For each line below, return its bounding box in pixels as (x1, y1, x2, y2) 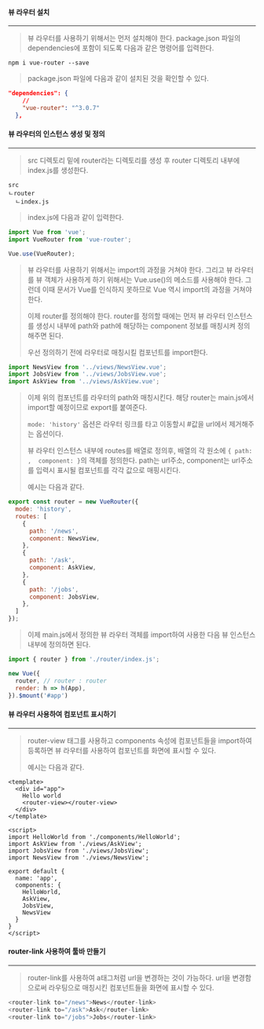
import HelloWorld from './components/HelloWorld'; (8, 833, 181, 840)
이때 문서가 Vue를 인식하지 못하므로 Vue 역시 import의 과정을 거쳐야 (42, 284, 253, 294)
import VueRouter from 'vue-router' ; (8, 236, 132, 244)
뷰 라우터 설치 (8, 7, 49, 16)
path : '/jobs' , (28, 585, 79, 593)
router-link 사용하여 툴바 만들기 (8, 947, 106, 956)
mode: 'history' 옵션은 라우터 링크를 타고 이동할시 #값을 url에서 (27, 419, 228, 429)
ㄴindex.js (15, 197, 49, 206)
